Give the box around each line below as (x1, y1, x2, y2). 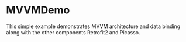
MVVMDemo (6, 3, 70, 17)
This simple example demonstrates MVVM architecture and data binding (6, 23, 181, 30)
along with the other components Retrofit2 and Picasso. (6, 29, 140, 36)
